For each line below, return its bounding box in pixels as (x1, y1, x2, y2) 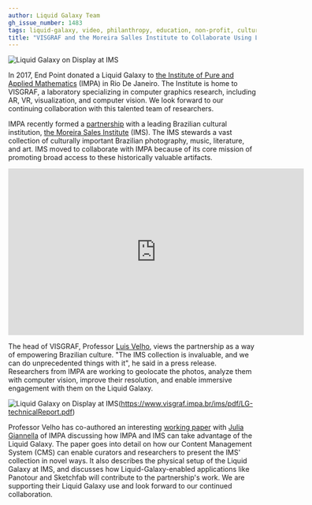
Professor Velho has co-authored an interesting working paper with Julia (8, 423, 244, 432)
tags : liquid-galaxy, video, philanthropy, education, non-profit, (8, 26, 235, 34)
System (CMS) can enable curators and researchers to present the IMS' (8, 447, 241, 458)
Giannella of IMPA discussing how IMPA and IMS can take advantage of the (8, 431, 253, 440)
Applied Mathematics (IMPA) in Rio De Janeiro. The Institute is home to (8, 79, 238, 88)
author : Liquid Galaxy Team (8, 11, 101, 20)
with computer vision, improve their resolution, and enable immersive (8, 376, 232, 385)
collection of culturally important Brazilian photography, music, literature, (8, 136, 245, 146)
